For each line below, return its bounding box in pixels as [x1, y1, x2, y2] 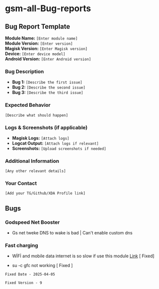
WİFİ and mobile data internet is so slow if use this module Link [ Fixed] [12, 253, 155, 259]
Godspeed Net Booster [5, 219, 60, 226]
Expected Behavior [5, 102, 51, 109]
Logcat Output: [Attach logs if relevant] [12, 140, 99, 146]
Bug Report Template [5, 22, 70, 31]
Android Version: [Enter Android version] [5, 56, 91, 61]
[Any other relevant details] [5, 169, 66, 173]
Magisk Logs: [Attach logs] [12, 135, 69, 141]
